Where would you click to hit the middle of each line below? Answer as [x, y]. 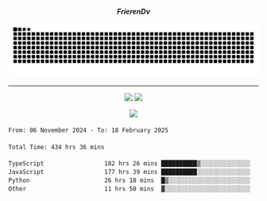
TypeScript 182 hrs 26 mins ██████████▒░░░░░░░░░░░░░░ [129, 164]
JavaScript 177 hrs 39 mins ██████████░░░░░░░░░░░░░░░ [129, 172]
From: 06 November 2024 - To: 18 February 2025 [89, 130]
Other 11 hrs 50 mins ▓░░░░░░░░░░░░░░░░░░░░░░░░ [129, 189]
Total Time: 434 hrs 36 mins [56, 147]
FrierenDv [133, 12]
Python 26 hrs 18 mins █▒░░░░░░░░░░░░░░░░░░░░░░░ [129, 180]
